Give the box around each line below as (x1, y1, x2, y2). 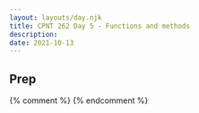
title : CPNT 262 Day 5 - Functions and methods (9, 22, 191, 30)
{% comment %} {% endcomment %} (9, 95, 149, 106)
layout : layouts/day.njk (9, 13, 102, 22)
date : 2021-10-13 (9, 38, 74, 48)
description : (9, 30, 58, 39)
